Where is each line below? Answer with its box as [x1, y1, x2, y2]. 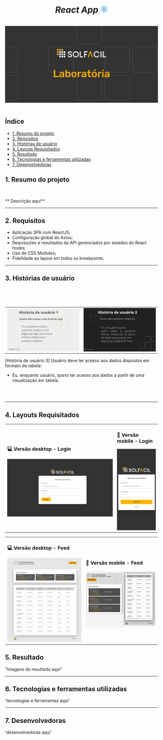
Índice [5, 117, 24, 126]
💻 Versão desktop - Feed [7, 545, 70, 551]
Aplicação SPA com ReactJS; [12, 229, 70, 235]
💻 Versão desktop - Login [7, 446, 71, 453]
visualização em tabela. [12, 378, 60, 383]
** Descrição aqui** [5, 198, 45, 204]
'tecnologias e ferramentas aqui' [5, 698, 70, 703]
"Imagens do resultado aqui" [5, 666, 63, 672]
